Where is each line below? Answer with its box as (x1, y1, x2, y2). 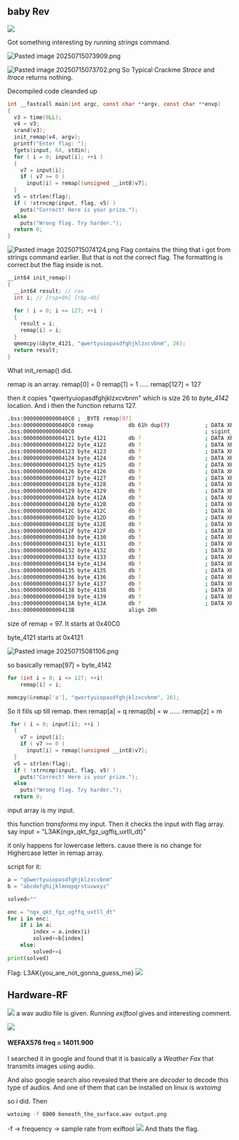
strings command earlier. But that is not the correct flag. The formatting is (7, 253, 223, 262)
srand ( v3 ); (14, 127, 46, 134)
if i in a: (20, 922, 53, 929)
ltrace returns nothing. (7, 72, 73, 81)
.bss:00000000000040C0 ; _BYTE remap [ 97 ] (7, 415, 132, 422)
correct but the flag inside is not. (7, 261, 103, 269)
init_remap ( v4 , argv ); (14, 134, 81, 141)
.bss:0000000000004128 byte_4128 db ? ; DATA (7, 481, 224, 488)
